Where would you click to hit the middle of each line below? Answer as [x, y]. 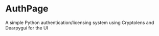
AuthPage [27, 9]
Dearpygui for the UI [27, 27]
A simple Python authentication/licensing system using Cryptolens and [80, 22]
